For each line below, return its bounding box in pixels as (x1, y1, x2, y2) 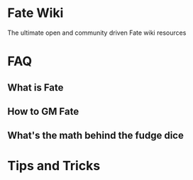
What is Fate (7, 81, 64, 94)
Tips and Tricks (7, 158, 101, 174)
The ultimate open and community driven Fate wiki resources (7, 28, 187, 37)
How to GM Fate (7, 105, 79, 118)
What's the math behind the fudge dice (7, 130, 184, 142)
